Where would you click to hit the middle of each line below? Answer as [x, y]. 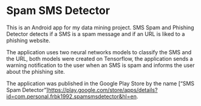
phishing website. [28, 40]
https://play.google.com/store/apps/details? [103, 90]
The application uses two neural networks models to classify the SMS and [99, 52]
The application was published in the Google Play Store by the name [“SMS [101, 83]
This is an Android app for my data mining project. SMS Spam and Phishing [100, 27]
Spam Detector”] [27, 90]
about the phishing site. [36, 71]
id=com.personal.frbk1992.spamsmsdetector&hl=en [71, 96]
